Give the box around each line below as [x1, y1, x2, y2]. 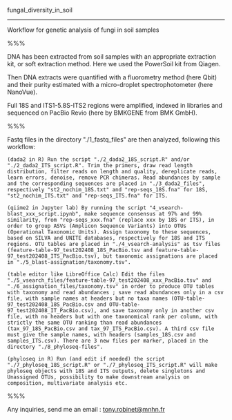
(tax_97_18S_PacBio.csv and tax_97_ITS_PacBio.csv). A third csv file [7, 325, 215, 332]
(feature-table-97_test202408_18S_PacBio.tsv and [7, 247, 153, 254]
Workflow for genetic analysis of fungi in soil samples [7, 26, 159, 34]
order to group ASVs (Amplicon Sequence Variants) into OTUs [7, 222, 187, 229]
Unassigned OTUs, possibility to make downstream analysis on [7, 374, 190, 381]
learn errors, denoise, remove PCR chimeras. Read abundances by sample [7, 174, 221, 181]
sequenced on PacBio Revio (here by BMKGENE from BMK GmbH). [7, 108, 198, 117]
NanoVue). [7, 88, 38, 96]
